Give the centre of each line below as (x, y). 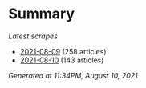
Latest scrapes (33, 36)
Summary (41, 14)
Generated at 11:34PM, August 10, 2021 (73, 75)
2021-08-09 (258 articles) (63, 51)
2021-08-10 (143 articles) (62, 60)
